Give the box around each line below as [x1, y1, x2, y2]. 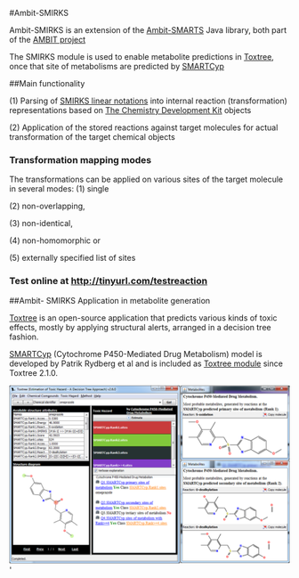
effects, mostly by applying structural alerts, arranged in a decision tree [9, 322, 271, 332]
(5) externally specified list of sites [9, 253, 136, 264]
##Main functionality [9, 78, 85, 88]
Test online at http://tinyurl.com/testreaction [9, 275, 207, 288]
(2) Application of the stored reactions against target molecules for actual [9, 122, 279, 133]
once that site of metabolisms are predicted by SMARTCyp [9, 61, 225, 71]
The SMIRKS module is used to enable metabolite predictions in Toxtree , [9, 52, 274, 61]
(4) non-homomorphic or [9, 235, 101, 246]
